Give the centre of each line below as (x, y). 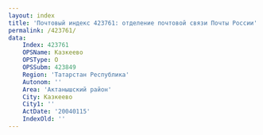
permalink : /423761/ (43, 30)
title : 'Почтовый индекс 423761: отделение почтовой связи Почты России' (133, 23)
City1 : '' (39, 104)
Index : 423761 (46, 45)
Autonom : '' (42, 82)
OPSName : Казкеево (53, 52)
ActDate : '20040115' (56, 112)
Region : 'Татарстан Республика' (76, 75)
